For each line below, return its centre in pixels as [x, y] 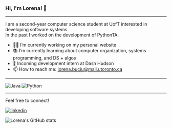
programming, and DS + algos [44, 58]
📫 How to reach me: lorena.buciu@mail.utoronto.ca [68, 69]
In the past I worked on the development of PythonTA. [62, 35]
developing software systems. [37, 30]
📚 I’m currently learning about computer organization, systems [79, 51]
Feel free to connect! [27, 101]
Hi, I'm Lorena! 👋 [26, 8]
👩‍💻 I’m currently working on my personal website [64, 45]
